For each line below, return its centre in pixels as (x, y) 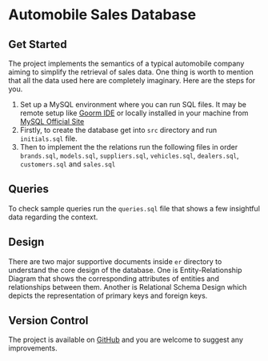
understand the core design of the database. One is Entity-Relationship (125, 270)
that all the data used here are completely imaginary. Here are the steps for (132, 80)
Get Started (38, 44)
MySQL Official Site (52, 121)
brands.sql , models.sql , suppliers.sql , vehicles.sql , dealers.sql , (129, 155)
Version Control (48, 321)
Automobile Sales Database (102, 15)
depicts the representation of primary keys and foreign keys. (108, 295)
